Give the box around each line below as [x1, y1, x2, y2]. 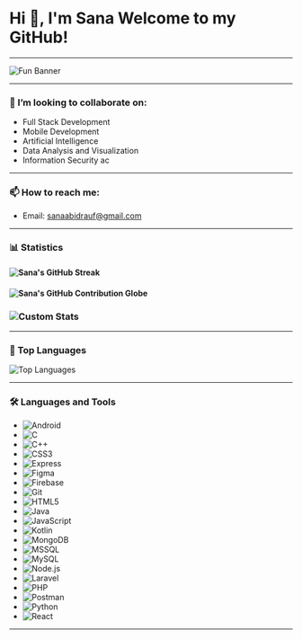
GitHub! [9, 27, 69, 48]
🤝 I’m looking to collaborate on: [9, 96, 147, 109]
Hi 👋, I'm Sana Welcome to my [9, 8, 236, 29]
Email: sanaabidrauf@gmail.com [22, 210, 142, 221]
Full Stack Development [22, 117, 111, 128]
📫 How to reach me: [9, 186, 101, 199]
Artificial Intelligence [22, 136, 99, 146]
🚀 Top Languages [9, 343, 87, 356]
